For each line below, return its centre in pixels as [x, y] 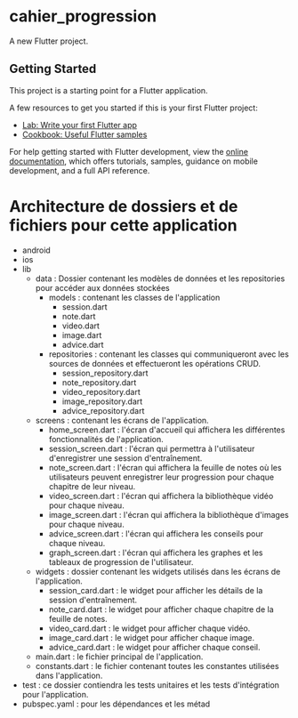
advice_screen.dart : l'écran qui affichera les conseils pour [156, 533]
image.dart [82, 335]
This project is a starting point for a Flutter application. [109, 90]
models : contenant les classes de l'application [134, 297]
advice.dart [83, 344]
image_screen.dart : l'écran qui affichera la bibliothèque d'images [169, 514]
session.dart [85, 307]
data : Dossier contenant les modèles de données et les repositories [160, 278]
